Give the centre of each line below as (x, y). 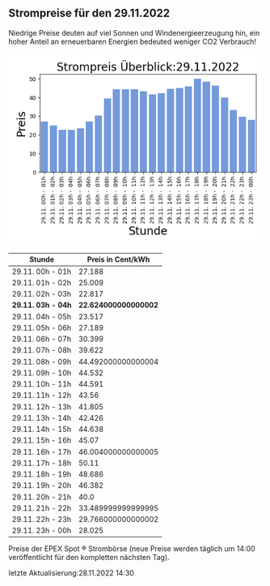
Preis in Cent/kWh (118, 259)
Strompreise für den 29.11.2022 (89, 13)
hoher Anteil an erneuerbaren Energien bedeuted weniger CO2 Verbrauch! (133, 41)
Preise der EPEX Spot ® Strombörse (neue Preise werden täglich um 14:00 (132, 548)
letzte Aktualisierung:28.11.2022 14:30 (72, 573)
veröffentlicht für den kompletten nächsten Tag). (89, 557)
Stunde (42, 259)
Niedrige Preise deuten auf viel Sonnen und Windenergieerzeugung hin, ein (134, 32)
